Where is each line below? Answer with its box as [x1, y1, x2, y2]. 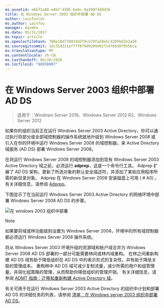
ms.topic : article [5, 35, 43, 40]
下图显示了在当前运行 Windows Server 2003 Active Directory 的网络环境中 [5, 192, 155, 198]
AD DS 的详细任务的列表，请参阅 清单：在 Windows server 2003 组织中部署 [5, 292, 158, 298]
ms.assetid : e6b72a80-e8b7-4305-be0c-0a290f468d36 [5, 7, 111, 12]
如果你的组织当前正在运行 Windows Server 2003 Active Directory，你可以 [5, 128, 154, 134]
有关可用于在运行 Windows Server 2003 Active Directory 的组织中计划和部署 [5, 285, 160, 292]
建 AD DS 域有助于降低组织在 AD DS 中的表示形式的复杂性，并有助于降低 [5, 257, 152, 263]
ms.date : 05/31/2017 [5, 30, 47, 35]
